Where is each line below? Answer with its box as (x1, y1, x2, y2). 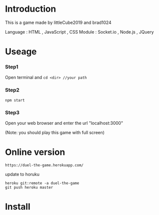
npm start (5, 98, 25, 103)
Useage (5, 46, 37, 57)
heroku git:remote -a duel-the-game (5, 180, 79, 186)
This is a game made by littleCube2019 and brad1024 (5, 20, 112, 25)
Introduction (5, 3, 56, 15)
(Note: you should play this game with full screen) (5, 130, 105, 136)
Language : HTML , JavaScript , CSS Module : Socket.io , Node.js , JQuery (5, 29, 154, 35)
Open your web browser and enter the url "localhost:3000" (5, 120, 123, 126)
